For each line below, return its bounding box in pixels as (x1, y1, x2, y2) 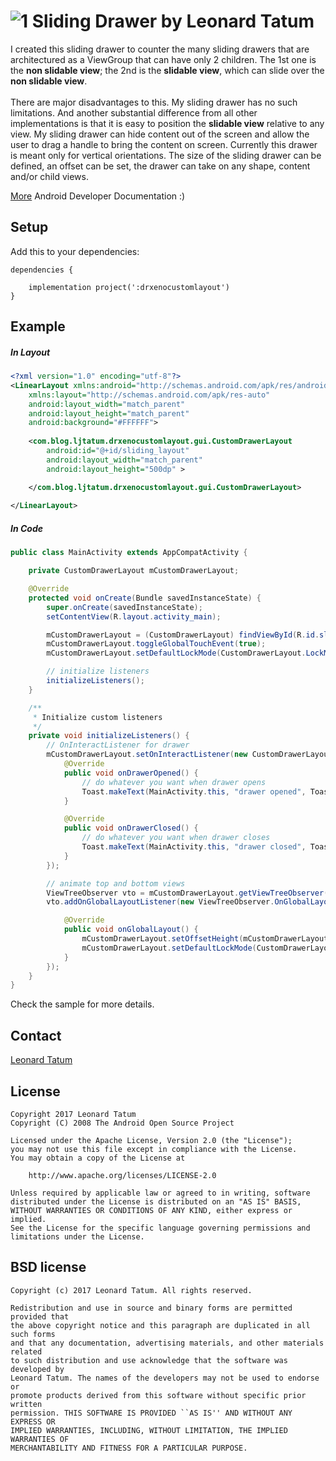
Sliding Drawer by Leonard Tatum (31, 10, 315, 33)
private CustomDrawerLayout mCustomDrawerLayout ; (28, 566, 240, 576)
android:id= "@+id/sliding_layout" (46, 446, 190, 456)
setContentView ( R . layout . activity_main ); (46, 611, 222, 622)
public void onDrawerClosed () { (63, 823, 199, 834)
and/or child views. (10, 170, 89, 182)
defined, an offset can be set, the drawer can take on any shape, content (10, 160, 311, 172)
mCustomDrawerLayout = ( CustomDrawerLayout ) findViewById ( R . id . (46, 630, 320, 640)
